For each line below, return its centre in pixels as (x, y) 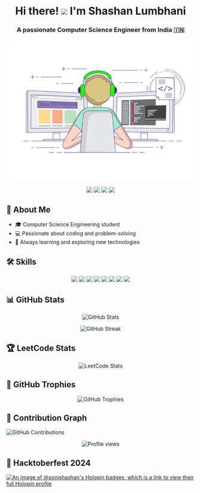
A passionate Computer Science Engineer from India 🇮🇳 (101, 30)
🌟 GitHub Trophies (41, 385)
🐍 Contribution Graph (47, 418)
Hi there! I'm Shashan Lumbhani (101, 11)
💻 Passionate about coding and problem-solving (75, 234)
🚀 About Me (28, 209)
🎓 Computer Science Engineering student (67, 225)
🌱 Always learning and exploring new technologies (77, 242)
